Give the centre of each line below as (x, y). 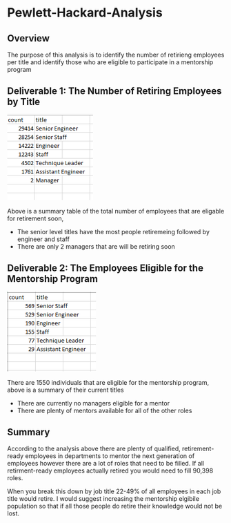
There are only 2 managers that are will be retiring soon (96, 246)
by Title (24, 102)
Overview (29, 38)
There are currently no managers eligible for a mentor (93, 403)
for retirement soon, (36, 218)
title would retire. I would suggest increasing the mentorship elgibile (103, 499)
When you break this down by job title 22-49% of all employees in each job (114, 491)
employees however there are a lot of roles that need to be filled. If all (106, 464)
